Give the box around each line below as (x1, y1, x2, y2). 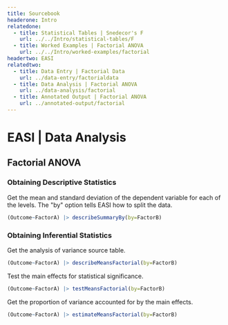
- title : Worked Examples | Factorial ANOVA (13, 42, 144, 49)
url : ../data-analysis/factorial (19, 87, 116, 94)
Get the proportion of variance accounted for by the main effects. (7, 297, 193, 306)
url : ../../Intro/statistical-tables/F (19, 36, 135, 43)
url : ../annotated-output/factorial (19, 100, 126, 107)
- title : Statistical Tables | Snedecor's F (13, 29, 144, 37)
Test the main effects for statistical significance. (7, 272, 144, 280)
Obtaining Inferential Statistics (7, 230, 113, 240)
